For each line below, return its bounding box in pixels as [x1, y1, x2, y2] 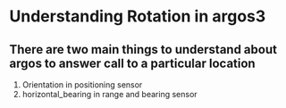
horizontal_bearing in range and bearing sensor [21, 89, 198, 99]
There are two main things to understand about [9, 42, 277, 57]
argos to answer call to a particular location [9, 55, 257, 71]
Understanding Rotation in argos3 [9, 6, 266, 27]
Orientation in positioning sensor [21, 79, 143, 90]
